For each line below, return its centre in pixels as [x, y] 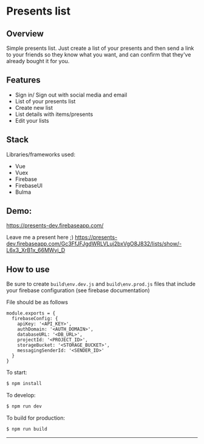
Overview [25, 34]
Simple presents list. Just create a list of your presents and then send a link [100, 48]
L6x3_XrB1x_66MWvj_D [36, 250]
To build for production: [36, 418]
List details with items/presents [54, 114]
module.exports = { [31, 313]
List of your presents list [45, 101]
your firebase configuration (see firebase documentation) [78, 290]
